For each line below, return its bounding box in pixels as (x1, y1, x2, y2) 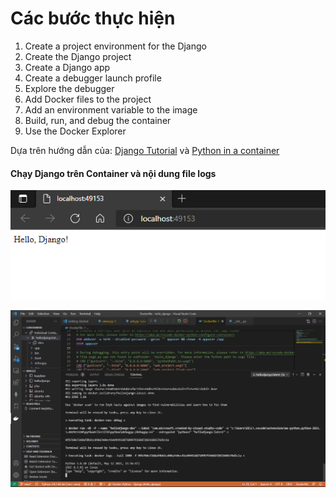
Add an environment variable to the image (24, 103, 198, 116)
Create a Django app (24, 61, 111, 73)
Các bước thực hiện (10, 7, 176, 30)
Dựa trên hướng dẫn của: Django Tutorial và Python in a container (10, 144, 280, 156)
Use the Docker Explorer (24, 125, 127, 137)
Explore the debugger (24, 82, 115, 94)
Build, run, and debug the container (24, 114, 172, 126)
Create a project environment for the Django (24, 40, 207, 52)
